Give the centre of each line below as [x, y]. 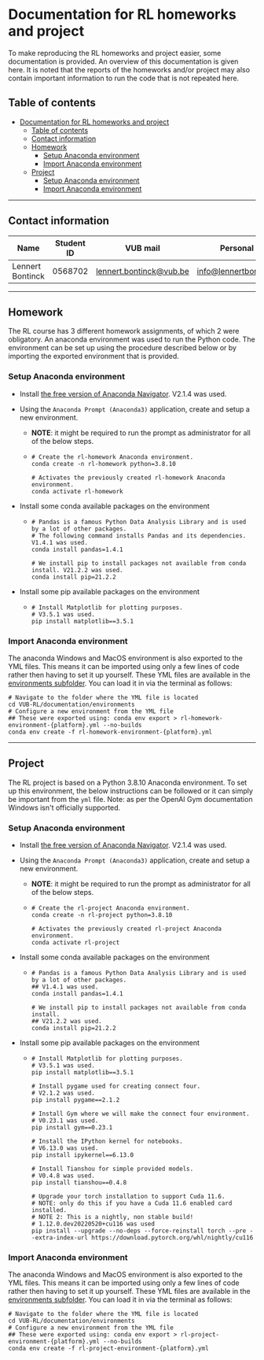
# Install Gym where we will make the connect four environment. [140, 1114]
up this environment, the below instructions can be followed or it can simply [131, 791]
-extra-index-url [60, 1238]
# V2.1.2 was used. [63, 1093]
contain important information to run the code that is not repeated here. [124, 78]
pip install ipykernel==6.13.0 [82, 1155]
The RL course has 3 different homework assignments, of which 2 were [124, 331]
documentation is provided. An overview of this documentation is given [123, 61]
